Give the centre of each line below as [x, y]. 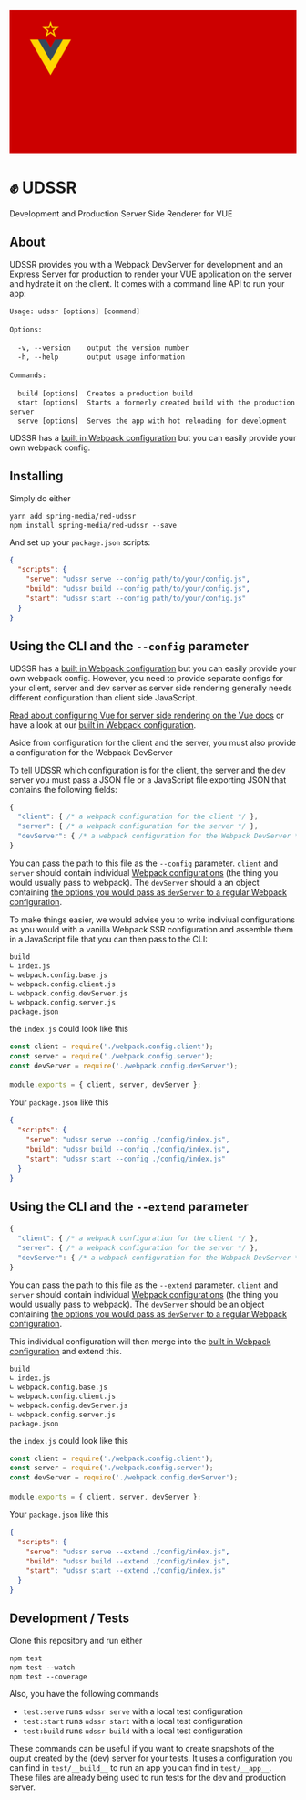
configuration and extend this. [66, 1351]
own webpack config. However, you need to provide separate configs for [147, 678]
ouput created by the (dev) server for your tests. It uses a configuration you [151, 1758]
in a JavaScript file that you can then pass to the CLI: [108, 939]
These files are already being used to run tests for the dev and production [148, 1777]
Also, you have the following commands [84, 1693]
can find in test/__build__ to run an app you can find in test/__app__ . [141, 1767]
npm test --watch [42, 1668]
